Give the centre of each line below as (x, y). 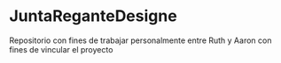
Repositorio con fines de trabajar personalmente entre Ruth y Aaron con (140, 40)
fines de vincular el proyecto (61, 49)
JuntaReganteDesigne (93, 16)
